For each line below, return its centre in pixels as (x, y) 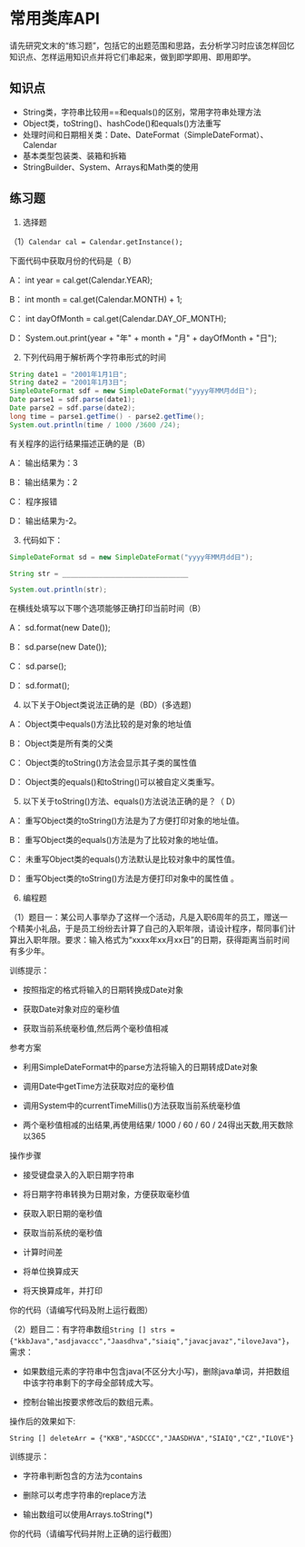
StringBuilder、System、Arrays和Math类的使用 (111, 167)
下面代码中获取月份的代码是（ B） (73, 261)
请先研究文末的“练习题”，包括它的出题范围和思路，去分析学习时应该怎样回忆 (152, 45)
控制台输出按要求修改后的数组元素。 (90, 1402)
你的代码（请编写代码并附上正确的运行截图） (93, 1534)
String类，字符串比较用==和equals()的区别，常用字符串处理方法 (142, 112)
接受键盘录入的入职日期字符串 (78, 1175)
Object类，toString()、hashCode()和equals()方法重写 (122, 123)
